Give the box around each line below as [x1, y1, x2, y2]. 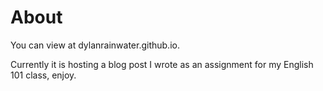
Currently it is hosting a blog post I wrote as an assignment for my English [10, 58, 314, 70]
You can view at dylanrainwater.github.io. [10, 39, 180, 51]
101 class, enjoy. [10, 69, 77, 81]
